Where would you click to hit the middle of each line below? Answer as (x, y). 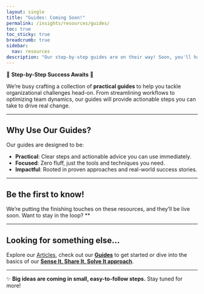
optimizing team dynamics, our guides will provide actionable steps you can (101, 99)
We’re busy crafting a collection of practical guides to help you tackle (93, 86)
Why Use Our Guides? (49, 130)
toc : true (19, 29)
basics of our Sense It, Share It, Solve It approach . (70, 261)
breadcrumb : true (28, 40)
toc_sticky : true (28, 35)
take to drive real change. (38, 105)
